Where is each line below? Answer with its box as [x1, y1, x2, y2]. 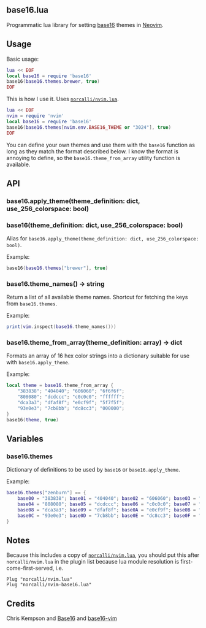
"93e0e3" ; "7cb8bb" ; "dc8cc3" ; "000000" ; [17, 405, 124, 412]
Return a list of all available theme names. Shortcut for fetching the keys [6, 294, 188, 301]
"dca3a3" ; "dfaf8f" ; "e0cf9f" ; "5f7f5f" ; [17, 400, 124, 406]
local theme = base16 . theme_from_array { [6, 383, 114, 389]
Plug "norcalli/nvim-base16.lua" [6, 582, 92, 588]
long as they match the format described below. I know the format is [6, 147, 179, 155]
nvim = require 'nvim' [6, 113, 64, 119]
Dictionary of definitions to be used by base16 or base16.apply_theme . [6, 466, 181, 473]
